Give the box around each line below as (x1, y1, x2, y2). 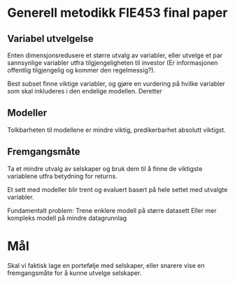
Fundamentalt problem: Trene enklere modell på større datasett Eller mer (7, 206, 217, 214)
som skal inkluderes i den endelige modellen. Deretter (7, 87, 162, 95)
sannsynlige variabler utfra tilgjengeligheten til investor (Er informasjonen (7, 59, 218, 67)
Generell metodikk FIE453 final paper (7, 5, 228, 21)
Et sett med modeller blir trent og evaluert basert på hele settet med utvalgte (7, 185, 228, 193)
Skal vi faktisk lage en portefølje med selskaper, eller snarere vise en (7, 261, 205, 269)
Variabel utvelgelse (7, 33, 94, 45)
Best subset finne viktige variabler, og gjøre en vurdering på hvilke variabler (7, 80, 225, 88)
